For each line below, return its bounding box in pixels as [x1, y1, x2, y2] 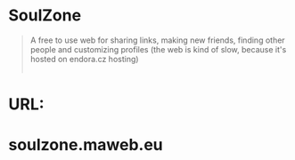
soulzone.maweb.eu [8, 135, 164, 156]
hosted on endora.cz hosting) [29, 53, 139, 64]
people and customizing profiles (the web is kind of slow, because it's [29, 44, 287, 54]
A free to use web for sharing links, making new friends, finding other [29, 35, 286, 45]
